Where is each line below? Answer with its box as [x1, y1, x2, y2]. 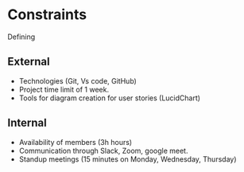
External [7, 55, 50, 68]
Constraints [7, 6, 87, 24]
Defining [7, 32, 36, 41]
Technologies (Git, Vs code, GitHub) [18, 76, 137, 85]
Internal [7, 116, 47, 130]
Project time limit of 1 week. [18, 84, 109, 94]
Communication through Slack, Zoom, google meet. [18, 146, 188, 155]
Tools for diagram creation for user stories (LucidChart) [18, 93, 200, 103]
